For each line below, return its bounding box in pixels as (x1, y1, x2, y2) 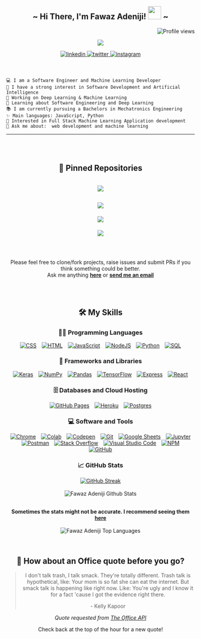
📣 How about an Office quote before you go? (16, 556, 185, 566)
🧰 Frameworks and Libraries (59, 357, 142, 365)
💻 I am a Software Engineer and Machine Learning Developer (6, 77, 162, 83)
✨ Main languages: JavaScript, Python (6, 112, 104, 119)
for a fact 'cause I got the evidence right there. (50, 591, 166, 598)
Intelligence (6, 89, 39, 95)
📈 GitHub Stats (77, 461, 124, 470)
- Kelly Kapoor (90, 602, 126, 610)
